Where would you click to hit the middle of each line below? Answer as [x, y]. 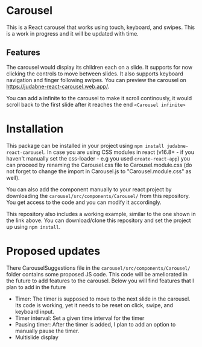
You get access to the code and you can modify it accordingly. [84, 202]
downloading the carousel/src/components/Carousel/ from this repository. [98, 196]
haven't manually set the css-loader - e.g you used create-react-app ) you [98, 158]
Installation [35, 129]
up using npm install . [33, 226]
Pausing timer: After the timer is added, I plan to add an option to [95, 324]
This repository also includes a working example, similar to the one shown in [101, 214]
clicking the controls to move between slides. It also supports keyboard [95, 74]
